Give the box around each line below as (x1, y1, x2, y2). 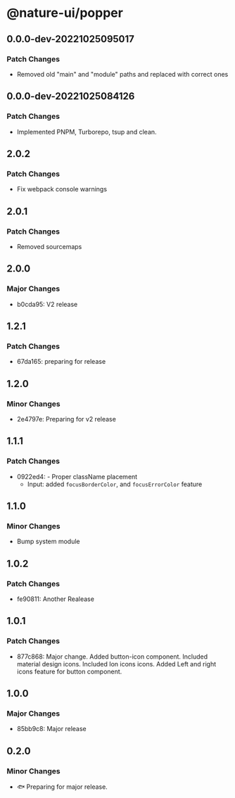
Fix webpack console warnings (16, 185, 107, 194)
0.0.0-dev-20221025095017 (6, 33, 135, 45)
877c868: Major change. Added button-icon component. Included (16, 652, 208, 661)
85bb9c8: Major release (16, 725, 87, 733)
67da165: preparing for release (16, 357, 106, 366)
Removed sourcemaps (16, 242, 82, 251)
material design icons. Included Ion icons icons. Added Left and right (16, 659, 217, 668)
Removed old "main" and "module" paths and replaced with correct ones (16, 70, 229, 78)
